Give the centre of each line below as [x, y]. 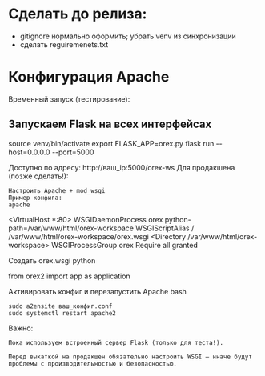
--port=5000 [73, 152]
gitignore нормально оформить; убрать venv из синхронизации [128, 36]
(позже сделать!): [38, 176]
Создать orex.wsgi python [52, 260]
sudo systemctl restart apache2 [62, 313]
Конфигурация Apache [89, 77]
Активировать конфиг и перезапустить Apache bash [97, 291]
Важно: [21, 328]
